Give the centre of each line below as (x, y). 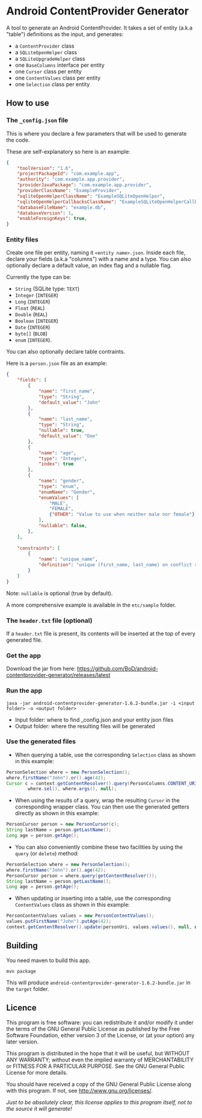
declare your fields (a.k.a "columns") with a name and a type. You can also (99, 259)
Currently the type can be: (39, 277)
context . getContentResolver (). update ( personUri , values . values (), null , (99, 927)
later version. (23, 1041)
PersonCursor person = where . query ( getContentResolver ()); (82, 876)
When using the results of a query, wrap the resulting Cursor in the (97, 801)
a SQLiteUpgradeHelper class (50, 58)
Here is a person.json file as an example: (57, 363)
